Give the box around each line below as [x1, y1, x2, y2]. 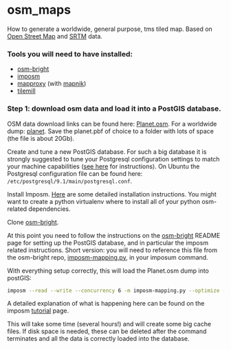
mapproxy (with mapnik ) [16, 80, 87, 88]
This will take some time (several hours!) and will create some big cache [7, 320, 212, 328]
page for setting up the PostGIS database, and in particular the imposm [7, 238, 208, 247]
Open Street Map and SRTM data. [7, 32, 103, 40]
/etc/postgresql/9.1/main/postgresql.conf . [7, 177, 133, 185]
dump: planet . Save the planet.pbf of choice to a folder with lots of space [7, 126, 214, 135]
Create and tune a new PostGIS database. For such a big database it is [7, 147, 207, 156]
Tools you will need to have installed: [7, 49, 133, 58]
